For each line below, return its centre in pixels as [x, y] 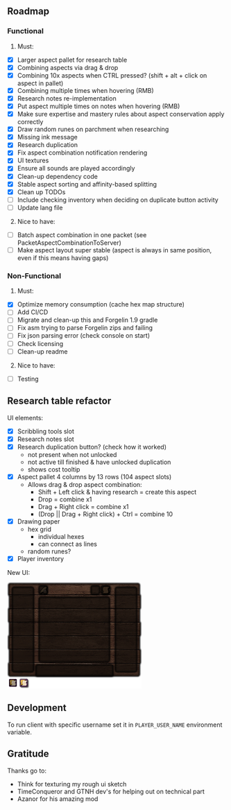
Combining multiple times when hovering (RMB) [85, 90]
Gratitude [28, 754]
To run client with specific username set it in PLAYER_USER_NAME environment [115, 725]
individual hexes [61, 536]
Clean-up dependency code [58, 176]
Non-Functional [34, 275]
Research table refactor [59, 401]
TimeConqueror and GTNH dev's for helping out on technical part [111, 791]
